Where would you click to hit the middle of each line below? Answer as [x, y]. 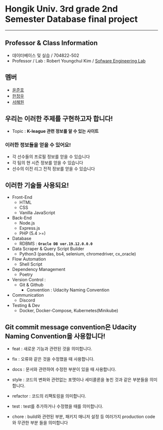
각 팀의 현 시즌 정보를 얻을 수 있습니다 [48, 162]
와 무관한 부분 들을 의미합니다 [40, 423]
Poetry [26, 274]
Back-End [22, 218]
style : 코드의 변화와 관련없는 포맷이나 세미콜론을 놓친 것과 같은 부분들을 [80, 380]
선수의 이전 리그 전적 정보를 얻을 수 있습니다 [54, 169]
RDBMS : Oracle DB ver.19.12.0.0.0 [56, 244]
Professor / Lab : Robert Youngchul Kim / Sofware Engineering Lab [79, 61]
